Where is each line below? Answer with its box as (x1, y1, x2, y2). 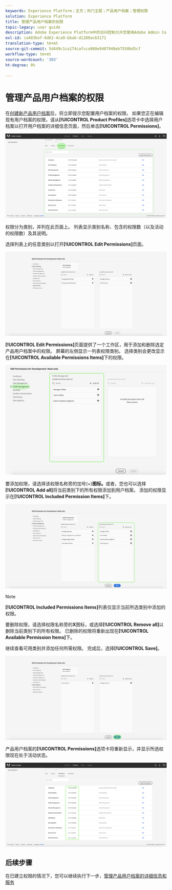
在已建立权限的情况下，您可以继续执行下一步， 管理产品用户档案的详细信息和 (5, 873, 167, 879)
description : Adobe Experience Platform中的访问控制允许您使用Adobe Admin (5, 30, 160, 35)
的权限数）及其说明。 (5, 230, 50, 236)
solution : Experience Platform (5, 13, 72, 19)
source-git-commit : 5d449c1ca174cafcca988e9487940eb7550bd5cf (5, 46, 141, 51)
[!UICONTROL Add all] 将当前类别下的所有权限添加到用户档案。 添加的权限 (5, 487, 162, 493)
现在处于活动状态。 (9, 752, 50, 759)
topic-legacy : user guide (5, 25, 60, 30)
